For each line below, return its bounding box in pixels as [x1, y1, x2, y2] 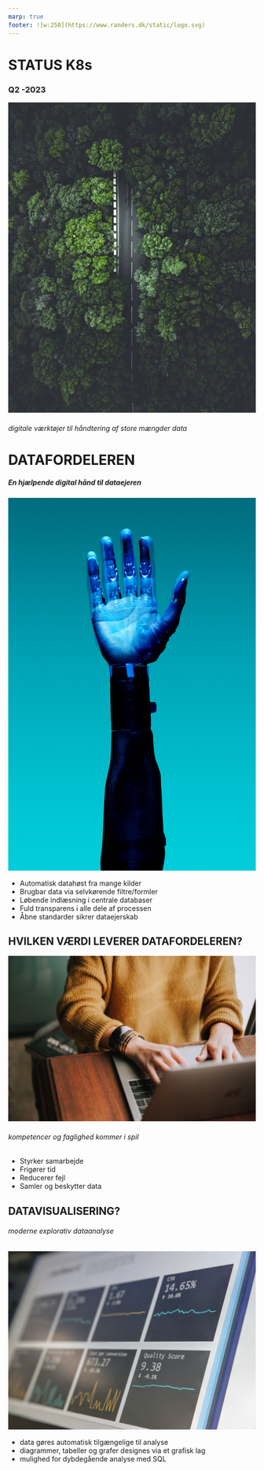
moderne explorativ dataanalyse [8, 1226, 114, 1236]
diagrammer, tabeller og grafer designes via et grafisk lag [19, 1446, 206, 1455]
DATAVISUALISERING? [8, 1204, 120, 1217]
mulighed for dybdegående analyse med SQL [19, 1454, 167, 1464]
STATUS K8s [8, 56, 93, 74]
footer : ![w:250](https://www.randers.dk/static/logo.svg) [8, 20, 206, 29]
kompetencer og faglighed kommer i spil [8, 1131, 139, 1142]
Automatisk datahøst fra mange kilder [19, 879, 142, 888]
